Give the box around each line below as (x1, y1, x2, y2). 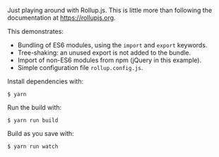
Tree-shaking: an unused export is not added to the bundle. (17, 49, 191, 57)
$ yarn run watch (7, 143, 59, 150)
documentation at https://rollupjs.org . (7, 13, 116, 22)
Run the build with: (7, 103, 62, 112)
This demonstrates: (7, 28, 64, 35)
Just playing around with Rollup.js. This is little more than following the (7, 6, 213, 14)
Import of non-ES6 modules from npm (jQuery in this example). (17, 56, 202, 64)
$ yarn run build (7, 117, 59, 124)
